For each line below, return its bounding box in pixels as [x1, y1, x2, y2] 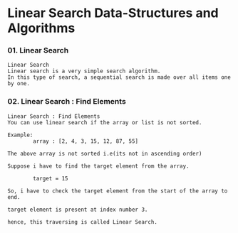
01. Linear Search [7, 45, 69, 55]
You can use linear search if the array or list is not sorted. [7, 119, 202, 126]
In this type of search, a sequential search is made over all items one [7, 74, 232, 81]
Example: [7, 131, 33, 139]
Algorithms [7, 20, 76, 36]
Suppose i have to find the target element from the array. [7, 162, 190, 170]
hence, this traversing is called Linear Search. [7, 218, 158, 225]
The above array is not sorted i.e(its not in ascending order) [7, 150, 202, 157]
